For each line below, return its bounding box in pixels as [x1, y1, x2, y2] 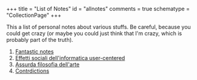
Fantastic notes [15, 48, 54, 55]
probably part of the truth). [6, 36, 74, 43]
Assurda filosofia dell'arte [15, 61, 80, 68]
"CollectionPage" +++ [6, 12, 62, 19]
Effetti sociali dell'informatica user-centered [15, 55, 125, 61]
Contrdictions [15, 67, 50, 75]
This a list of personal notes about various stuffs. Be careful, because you [6, 24, 192, 30]
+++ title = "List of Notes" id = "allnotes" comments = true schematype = [6, 5, 190, 12]
